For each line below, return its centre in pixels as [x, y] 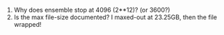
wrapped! [27, 24]
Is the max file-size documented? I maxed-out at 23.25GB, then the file [115, 17]
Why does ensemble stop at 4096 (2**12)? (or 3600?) [92, 10]
